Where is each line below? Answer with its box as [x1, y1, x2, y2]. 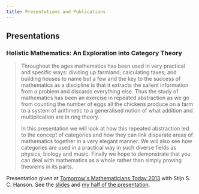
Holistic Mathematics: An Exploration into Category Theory [6, 48, 183, 57]
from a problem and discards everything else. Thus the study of [20, 88, 179, 95]
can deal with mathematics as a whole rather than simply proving [20, 157, 182, 164]
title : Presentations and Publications [6, 8, 106, 15]
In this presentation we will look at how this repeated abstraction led [20, 125, 189, 132]
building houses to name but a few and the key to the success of [20, 75, 181, 83]
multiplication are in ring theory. [20, 113, 100, 120]
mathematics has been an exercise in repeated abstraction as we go [20, 94, 190, 102]
